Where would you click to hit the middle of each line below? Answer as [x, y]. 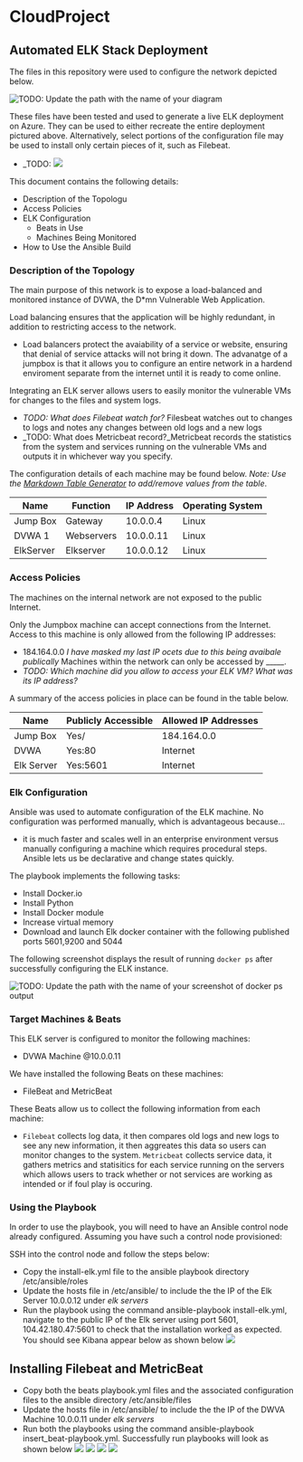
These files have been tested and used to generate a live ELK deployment [147, 116]
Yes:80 [81, 750]
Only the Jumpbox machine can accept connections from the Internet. [140, 624]
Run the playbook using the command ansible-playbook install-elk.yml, [155, 1310]
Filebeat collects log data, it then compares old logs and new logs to [151, 1136]
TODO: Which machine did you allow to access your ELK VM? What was [158, 670]
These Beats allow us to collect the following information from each [135, 1109]
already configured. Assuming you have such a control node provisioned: [146, 1237]
